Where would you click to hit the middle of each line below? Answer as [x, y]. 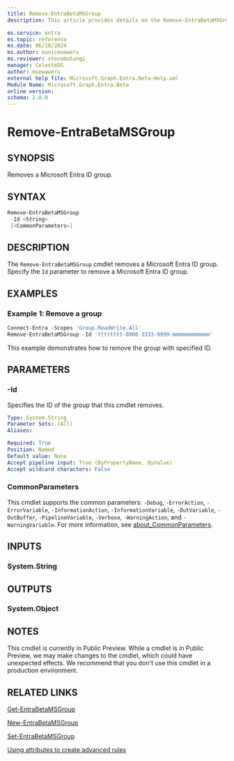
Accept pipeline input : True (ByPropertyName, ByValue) [90, 463]
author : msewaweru [34, 72]
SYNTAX [27, 197]
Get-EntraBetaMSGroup [41, 709]
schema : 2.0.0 [28, 98]
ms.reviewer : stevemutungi [46, 59]
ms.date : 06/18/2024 [37, 46]
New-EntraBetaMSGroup [43, 723]
